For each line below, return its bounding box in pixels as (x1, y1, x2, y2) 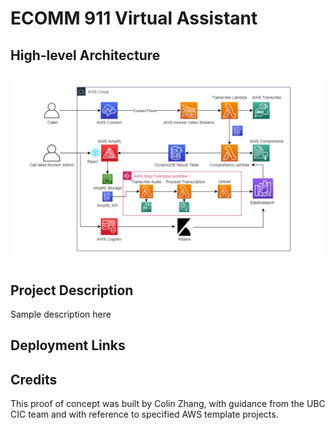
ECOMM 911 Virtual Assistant (10, 7, 258, 30)
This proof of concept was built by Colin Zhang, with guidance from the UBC (10, 398, 326, 410)
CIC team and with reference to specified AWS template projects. (10, 408, 279, 421)
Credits (10, 371, 58, 388)
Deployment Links (10, 337, 126, 354)
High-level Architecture (10, 47, 161, 64)
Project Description (10, 282, 134, 299)
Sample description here (10, 308, 112, 321)
